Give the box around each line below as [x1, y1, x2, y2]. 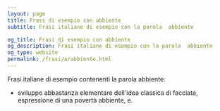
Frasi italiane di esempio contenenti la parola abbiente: [7, 74, 166, 83]
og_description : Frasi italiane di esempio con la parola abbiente [7, 43, 213, 50]
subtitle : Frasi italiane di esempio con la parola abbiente [7, 23, 194, 30]
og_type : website [7, 49, 59, 56]
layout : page [7, 10, 46, 18]
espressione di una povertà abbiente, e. [17, 96, 133, 104]
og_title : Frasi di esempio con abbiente [7, 36, 131, 43]
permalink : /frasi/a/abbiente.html [7, 55, 112, 63]
